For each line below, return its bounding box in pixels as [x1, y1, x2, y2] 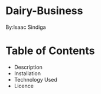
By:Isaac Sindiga [5, 23, 46, 31]
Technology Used [14, 76, 57, 83]
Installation [14, 69, 41, 77]
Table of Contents [5, 44, 95, 58]
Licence [14, 82, 34, 89]
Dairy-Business [5, 4, 83, 18]
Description [14, 63, 43, 70]
